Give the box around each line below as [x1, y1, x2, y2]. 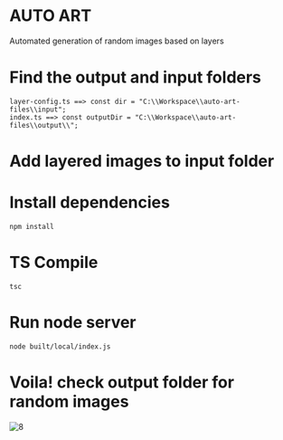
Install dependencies [9, 192, 170, 213]
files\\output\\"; [9, 120, 79, 129]
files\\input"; [9, 105, 67, 114]
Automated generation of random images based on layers [9, 35, 224, 46]
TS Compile [9, 253, 99, 273]
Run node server [9, 312, 137, 333]
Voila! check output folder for [9, 372, 235, 393]
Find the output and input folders [9, 67, 262, 88]
